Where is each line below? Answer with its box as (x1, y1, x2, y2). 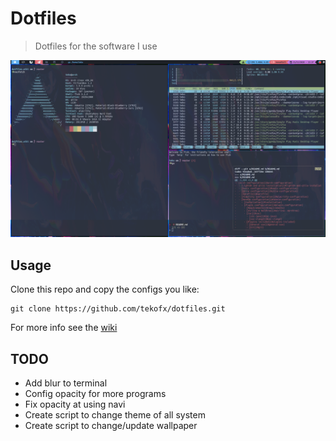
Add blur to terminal (24, 377, 108, 389)
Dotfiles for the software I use (34, 40, 158, 52)
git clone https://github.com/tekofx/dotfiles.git (10, 304, 226, 314)
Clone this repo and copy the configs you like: (10, 283, 200, 296)
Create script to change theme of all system (24, 409, 206, 421)
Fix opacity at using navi (24, 398, 126, 411)
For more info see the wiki (10, 322, 118, 334)
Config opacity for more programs (24, 388, 167, 400)
